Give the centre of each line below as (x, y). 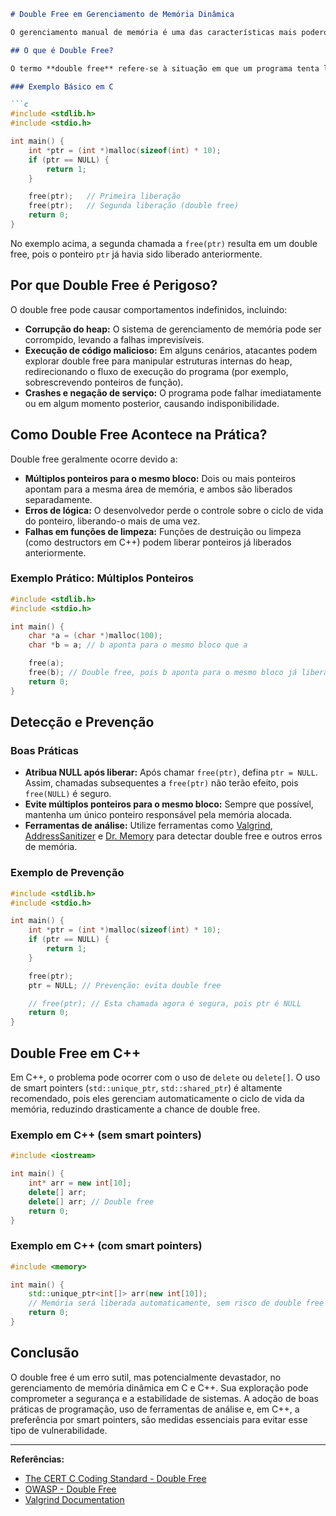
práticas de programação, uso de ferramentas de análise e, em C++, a (155, 1409)
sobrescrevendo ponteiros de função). (104, 382)
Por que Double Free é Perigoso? (114, 285)
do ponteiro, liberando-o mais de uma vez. (112, 521)
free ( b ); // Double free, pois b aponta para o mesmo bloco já (163, 673)
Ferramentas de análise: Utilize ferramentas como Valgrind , (148, 826)
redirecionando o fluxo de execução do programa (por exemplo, (156, 371)
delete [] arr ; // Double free (91, 1201)
